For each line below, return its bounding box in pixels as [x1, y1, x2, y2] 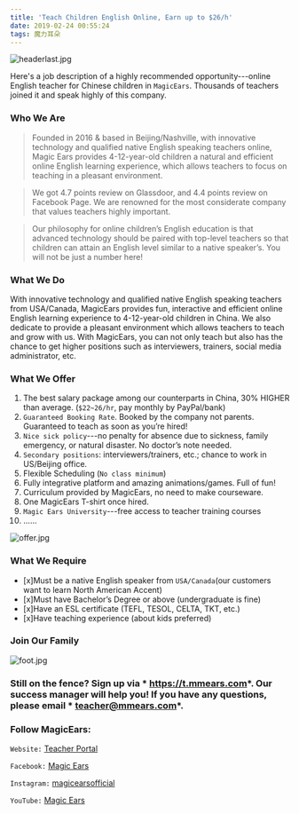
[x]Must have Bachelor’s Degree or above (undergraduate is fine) [22, 594, 261, 605]
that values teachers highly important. [31, 206, 171, 217]
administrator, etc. [10, 350, 76, 360]
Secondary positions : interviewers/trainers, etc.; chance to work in [22, 449, 267, 460]
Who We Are [10, 112, 66, 124]
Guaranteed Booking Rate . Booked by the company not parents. [22, 412, 255, 423]
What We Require [10, 555, 87, 567]
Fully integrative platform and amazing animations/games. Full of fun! [22, 478, 276, 488]
